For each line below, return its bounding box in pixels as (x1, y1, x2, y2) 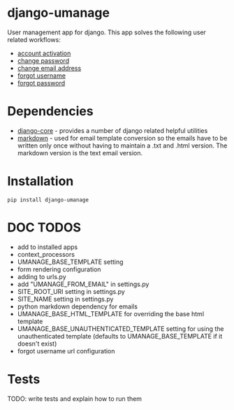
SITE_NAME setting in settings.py (17, 295, 114, 303)
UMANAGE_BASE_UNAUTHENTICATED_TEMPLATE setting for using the (17, 324, 224, 333)
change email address (17, 64, 82, 72)
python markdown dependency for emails (17, 302, 138, 311)
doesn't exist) (17, 339, 57, 348)
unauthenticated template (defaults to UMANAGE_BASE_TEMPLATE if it (17, 332, 223, 340)
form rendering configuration (17, 264, 101, 274)
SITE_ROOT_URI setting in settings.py (17, 287, 126, 295)
